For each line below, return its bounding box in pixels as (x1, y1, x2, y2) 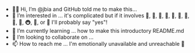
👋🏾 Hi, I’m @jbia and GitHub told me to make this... (11, 6, 137, 13)
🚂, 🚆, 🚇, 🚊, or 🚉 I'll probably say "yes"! (11, 18, 108, 26)
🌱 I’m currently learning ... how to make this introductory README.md (11, 27, 185, 34)
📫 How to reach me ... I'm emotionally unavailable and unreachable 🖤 (11, 40, 185, 47)
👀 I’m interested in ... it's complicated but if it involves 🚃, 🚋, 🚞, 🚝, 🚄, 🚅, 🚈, (11, 12, 190, 19)
